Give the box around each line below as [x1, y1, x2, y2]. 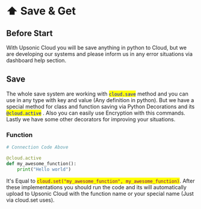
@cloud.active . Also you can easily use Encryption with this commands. [6, 109, 185, 117]
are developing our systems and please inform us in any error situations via [6, 50, 193, 58]
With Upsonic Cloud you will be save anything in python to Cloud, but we [6, 44, 187, 51]
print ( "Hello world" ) [17, 166, 71, 172]
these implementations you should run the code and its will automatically [6, 183, 187, 190]
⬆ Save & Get [6, 4, 76, 18]
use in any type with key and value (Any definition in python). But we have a [6, 96, 194, 103]
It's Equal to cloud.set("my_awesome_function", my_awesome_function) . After [6, 177, 195, 184]
